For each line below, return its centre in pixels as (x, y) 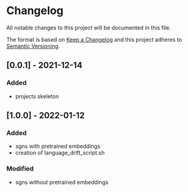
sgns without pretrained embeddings (62, 182)
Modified (20, 169)
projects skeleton (37, 96)
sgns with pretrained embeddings (58, 146)
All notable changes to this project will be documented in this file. (89, 28)
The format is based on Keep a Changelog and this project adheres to (94, 39)
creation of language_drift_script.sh (60, 153)
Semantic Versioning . (33, 46)
